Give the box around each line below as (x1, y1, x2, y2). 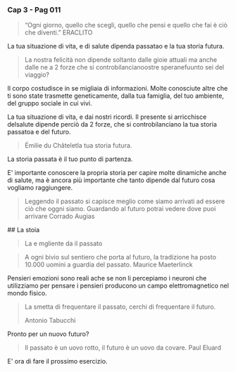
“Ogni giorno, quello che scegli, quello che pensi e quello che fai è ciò (24, 21, 228, 30)
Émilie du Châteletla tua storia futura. (24, 141, 132, 150)
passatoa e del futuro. (7, 128, 71, 136)
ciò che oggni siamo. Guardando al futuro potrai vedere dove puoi (24, 205, 216, 213)
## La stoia (7, 226, 40, 234)
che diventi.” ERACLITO (24, 28, 93, 37)
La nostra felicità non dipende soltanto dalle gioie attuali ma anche (24, 56, 217, 64)
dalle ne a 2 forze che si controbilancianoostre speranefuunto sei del (24, 63, 224, 72)
